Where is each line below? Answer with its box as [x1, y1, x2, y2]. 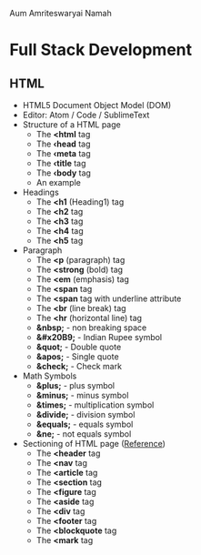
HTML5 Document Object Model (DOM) [22, 100, 172, 110]
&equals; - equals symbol [35, 419, 134, 429]
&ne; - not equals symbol [35, 429, 132, 439]
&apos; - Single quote [35, 351, 120, 362]
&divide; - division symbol [35, 409, 136, 419]
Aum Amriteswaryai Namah [9, 8, 112, 18]
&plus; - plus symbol [35, 380, 116, 390]
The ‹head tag [35, 138, 91, 149]
